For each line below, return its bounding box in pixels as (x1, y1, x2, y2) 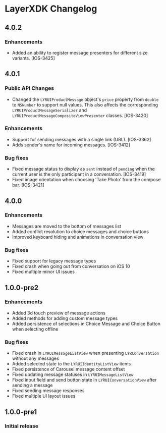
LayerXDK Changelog (5, 3, 97, 15)
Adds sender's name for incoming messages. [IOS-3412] (12, 142, 131, 148)
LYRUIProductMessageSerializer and (12, 107, 87, 113)
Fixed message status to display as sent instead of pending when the (12, 166, 155, 172)
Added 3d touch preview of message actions (12, 310, 105, 316)
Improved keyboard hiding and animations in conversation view (12, 234, 144, 240)
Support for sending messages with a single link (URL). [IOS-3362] (12, 136, 151, 142)
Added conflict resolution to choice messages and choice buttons (12, 228, 149, 235)
